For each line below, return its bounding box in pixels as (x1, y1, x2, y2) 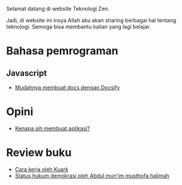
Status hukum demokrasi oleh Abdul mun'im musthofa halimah (14, 172, 169, 179)
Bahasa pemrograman (6, 44, 119, 58)
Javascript (6, 68, 47, 78)
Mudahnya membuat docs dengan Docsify (14, 84, 120, 91)
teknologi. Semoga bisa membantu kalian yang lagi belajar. (6, 23, 151, 30)
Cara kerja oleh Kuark (14, 165, 69, 173)
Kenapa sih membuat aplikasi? (14, 124, 90, 132)
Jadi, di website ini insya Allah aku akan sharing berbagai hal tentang (6, 17, 177, 23)
